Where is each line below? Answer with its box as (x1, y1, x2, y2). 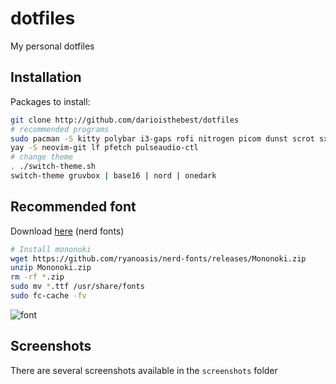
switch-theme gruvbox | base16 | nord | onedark (10, 171, 217, 181)
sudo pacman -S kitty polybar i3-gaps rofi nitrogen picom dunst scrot (10, 133, 315, 144)
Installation (10, 69, 82, 86)
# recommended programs (10, 124, 110, 134)
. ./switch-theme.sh (10, 162, 97, 172)
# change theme (10, 152, 74, 162)
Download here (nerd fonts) (10, 225, 125, 237)
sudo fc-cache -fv (10, 291, 87, 301)
